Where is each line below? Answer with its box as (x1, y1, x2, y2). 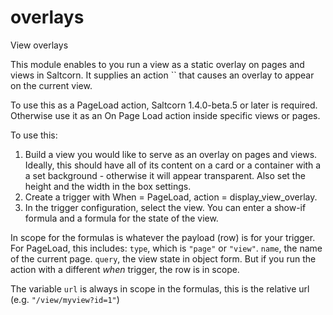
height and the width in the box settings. (24, 180, 192, 192)
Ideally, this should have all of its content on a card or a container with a (24, 159, 322, 171)
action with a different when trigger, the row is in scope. (10, 263, 240, 275)
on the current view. (10, 79, 93, 91)
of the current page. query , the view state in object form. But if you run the (10, 252, 317, 265)
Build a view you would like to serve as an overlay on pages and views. (24, 148, 318, 160)
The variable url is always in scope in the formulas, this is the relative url (10, 282, 310, 295)
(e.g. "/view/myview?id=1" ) (10, 293, 120, 305)
